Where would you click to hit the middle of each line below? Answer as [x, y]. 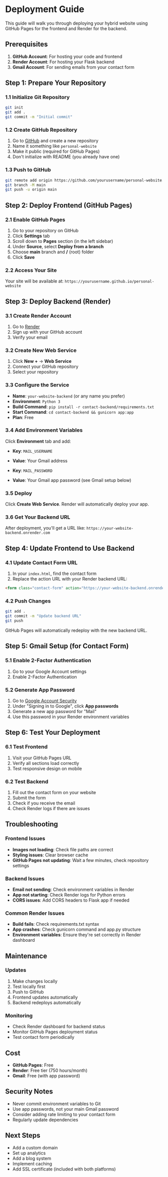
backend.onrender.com [28, 533]
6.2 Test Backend [27, 781]
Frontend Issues [25, 839]
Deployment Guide [45, 9]
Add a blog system [32, 1158]
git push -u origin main [31, 189]
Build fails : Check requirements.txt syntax [56, 924]
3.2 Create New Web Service [41, 350]
